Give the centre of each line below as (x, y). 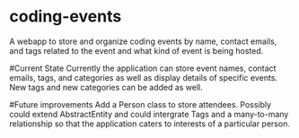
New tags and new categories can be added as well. (106, 87)
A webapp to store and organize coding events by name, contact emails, (143, 41)
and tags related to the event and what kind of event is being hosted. (136, 50)
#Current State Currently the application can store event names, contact (143, 68)
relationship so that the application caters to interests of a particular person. (149, 124)
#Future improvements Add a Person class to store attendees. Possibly (141, 104)
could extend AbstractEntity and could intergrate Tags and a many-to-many (149, 114)
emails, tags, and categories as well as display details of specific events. (144, 77)
